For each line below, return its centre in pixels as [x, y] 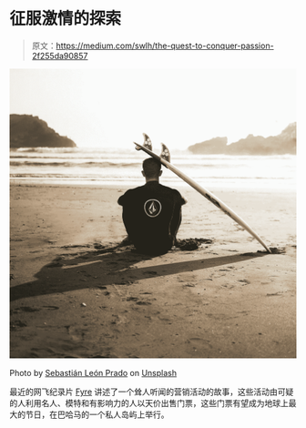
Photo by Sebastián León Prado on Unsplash [93, 373]
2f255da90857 [60, 56]
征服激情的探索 [66, 19]
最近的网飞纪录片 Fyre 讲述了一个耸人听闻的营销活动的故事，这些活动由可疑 [152, 392]
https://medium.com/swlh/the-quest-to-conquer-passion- [165, 46]
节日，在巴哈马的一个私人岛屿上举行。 [97, 414]
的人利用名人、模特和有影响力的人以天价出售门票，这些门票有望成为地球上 [149, 403]
